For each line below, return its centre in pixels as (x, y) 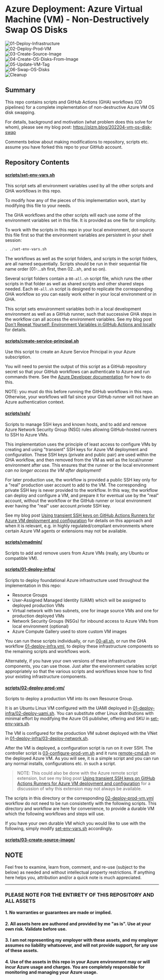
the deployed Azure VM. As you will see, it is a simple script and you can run (82, 758)
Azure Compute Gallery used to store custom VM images (69, 631)
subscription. (18, 357)
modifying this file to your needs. (38, 206)
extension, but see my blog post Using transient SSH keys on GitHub (86, 779)
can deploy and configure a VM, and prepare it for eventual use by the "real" (82, 495)
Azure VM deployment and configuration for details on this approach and (79, 520)
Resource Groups (30, 595)
